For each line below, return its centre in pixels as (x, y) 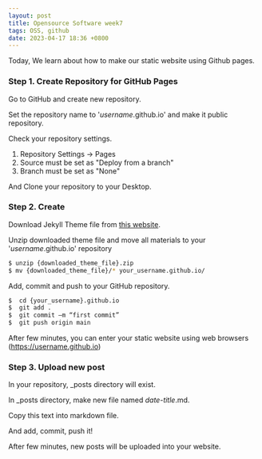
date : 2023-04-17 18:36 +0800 (59, 38)
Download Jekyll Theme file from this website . (85, 224)
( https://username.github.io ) (55, 347)
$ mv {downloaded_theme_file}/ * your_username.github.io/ (107, 270)
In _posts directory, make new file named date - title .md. (99, 400)
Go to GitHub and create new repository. (75, 99)
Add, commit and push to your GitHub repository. (89, 285)
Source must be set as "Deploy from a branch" (97, 162)
